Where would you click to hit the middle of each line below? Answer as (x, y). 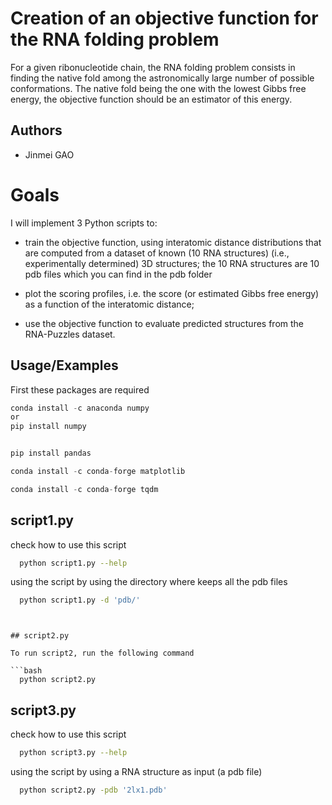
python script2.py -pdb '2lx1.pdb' (93, 790)
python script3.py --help (73, 753)
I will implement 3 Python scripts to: (84, 223)
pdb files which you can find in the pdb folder (118, 274)
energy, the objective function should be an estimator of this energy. (151, 99)
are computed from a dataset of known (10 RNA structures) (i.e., (157, 253)
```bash (26, 671)
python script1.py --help (73, 563)
